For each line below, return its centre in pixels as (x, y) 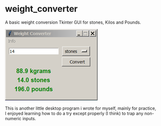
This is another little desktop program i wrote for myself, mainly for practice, (80, 108)
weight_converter (41, 9)
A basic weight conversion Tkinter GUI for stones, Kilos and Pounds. (73, 22)
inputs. (29, 118)
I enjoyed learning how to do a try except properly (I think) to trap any (74, 113)
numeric (13, 118)
